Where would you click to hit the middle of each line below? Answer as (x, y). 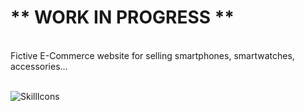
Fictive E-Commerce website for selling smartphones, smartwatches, (152, 55)
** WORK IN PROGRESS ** (122, 17)
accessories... (39, 66)
